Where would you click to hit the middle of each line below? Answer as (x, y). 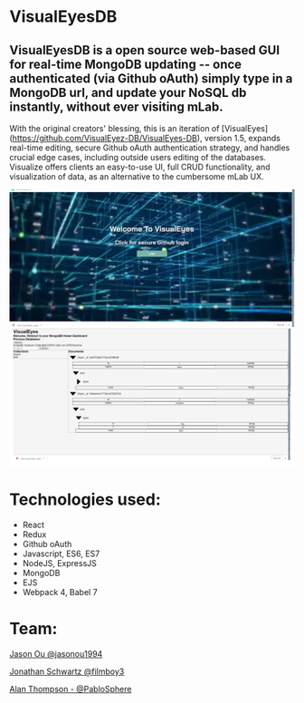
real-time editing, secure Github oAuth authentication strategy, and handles (150, 148)
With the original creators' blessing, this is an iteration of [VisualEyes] (139, 128)
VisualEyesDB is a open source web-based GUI (145, 50)
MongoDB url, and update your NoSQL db (128, 92)
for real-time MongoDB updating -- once (126, 64)
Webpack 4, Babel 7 (60, 592)
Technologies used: (85, 500)
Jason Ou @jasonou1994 (56, 654)
